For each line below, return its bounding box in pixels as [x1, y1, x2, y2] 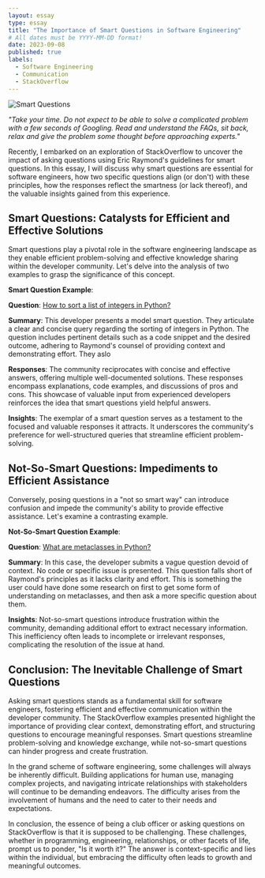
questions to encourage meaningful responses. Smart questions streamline [8, 730, 252, 739]
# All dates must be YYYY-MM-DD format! [8, 33, 144, 42]
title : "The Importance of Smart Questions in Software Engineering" [8, 26, 242, 34]
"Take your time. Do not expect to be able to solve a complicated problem [8, 114, 248, 124]
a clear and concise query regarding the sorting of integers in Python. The [8, 325, 250, 334]
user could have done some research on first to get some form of [8, 583, 221, 592]
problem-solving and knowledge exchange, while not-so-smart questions [8, 737, 247, 747]
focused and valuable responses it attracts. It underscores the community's [8, 422, 254, 431]
